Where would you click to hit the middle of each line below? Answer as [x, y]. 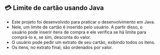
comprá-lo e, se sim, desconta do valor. [51, 37]
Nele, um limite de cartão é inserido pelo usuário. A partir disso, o [77, 27]
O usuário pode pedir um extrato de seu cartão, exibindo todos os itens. [83, 42]
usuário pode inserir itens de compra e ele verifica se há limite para [79, 32]
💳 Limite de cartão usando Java [54, 8]
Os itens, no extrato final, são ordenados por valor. [62, 47]
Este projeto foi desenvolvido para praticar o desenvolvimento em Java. [83, 22]
